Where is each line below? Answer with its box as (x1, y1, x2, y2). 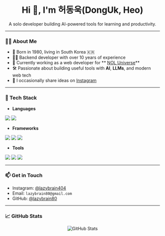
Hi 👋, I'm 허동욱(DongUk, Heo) (22, 4, 143, 16)
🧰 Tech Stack (5, 94, 37, 101)
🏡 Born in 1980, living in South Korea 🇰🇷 (12, 49, 95, 55)
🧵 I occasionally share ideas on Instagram (12, 78, 97, 83)
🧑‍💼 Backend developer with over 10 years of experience (12, 54, 126, 60)
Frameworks (12, 125, 39, 131)
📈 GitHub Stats (5, 212, 43, 219)
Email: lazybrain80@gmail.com (12, 190, 72, 196)
